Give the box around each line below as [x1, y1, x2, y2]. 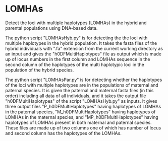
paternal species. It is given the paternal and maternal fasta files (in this [5, 87, 154, 93]
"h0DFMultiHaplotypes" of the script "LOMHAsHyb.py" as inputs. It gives [5, 98, 157, 104]
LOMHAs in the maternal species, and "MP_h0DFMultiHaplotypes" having [5, 114, 159, 120]
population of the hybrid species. [5, 66, 74, 73]
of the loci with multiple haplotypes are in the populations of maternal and [5, 82, 159, 88]
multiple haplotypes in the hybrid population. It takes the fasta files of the [5, 40, 157, 46]
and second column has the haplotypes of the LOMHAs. [5, 130, 122, 136]
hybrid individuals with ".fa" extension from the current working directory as [5, 45, 163, 51]
